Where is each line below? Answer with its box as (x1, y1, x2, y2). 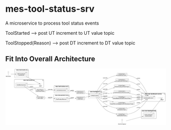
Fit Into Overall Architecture (5, 55, 95, 63)
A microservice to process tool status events (5, 20, 100, 26)
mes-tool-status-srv (5, 3, 95, 15)
